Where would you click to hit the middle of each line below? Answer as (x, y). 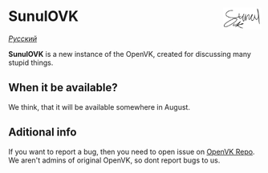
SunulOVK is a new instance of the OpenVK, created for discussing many (130, 54)
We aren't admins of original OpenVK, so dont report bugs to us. (114, 160)
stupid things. (31, 62)
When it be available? (63, 88)
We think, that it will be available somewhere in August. (99, 107)
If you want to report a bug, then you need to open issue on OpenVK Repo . (132, 151)
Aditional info (43, 133)
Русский (23, 38)
